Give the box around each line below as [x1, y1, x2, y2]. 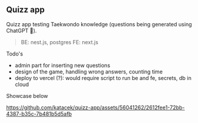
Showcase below [6, 92, 48, 99]
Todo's [6, 50, 23, 57]
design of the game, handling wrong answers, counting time [14, 68, 163, 75]
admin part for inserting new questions [14, 61, 110, 69]
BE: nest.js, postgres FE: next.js [20, 38, 98, 45]
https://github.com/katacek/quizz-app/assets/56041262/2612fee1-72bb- [6, 104, 185, 111]
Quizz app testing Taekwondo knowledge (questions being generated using [6, 20, 192, 27]
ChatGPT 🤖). [6, 27, 37, 34]
